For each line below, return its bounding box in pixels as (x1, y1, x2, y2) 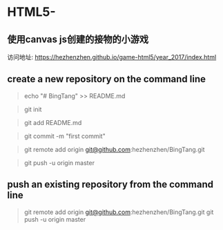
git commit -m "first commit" (23, 132, 106, 140)
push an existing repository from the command (7, 179, 214, 191)
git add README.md (23, 118, 82, 126)
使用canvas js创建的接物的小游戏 (7, 33, 149, 45)
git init (23, 105, 42, 113)
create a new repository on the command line (7, 73, 206, 85)
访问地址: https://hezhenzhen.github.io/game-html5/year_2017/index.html (7, 53, 217, 61)
